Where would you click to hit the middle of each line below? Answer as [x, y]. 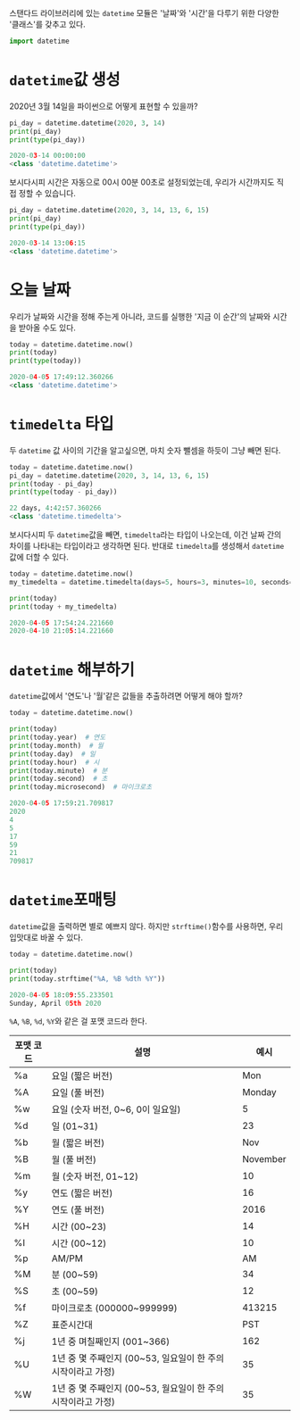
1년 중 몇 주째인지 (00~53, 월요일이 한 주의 [138, 1389]
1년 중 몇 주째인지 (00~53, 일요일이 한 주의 [138, 1358]
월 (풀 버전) [74, 1160]
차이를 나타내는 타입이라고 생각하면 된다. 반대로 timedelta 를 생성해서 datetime [147, 546]
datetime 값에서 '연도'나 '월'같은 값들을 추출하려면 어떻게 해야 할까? [126, 696]
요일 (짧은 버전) [82, 1076]
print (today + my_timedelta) [63, 606]
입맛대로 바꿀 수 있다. [46, 938]
